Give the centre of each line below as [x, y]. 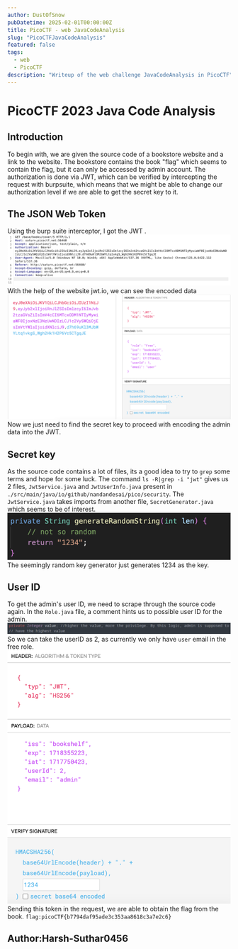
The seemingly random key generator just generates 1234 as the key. [108, 565]
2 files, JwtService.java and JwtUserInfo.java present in [90, 486]
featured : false [31, 45]
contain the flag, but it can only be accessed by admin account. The [107, 169]
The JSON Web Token [57, 214]
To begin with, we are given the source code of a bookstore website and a [115, 154]
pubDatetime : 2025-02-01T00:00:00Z [60, 22]
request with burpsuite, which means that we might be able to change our [115, 184]
